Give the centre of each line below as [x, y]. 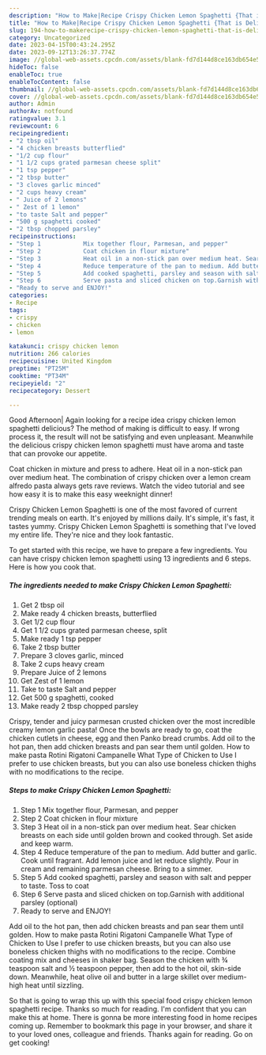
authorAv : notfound [41, 112]
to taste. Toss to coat [54, 886]
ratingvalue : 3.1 [37, 119]
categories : [28, 295]
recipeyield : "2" [37, 383]
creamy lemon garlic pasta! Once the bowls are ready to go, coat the [120, 730]
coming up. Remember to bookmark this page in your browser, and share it [131, 1026]
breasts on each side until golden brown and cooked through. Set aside [137, 836]
